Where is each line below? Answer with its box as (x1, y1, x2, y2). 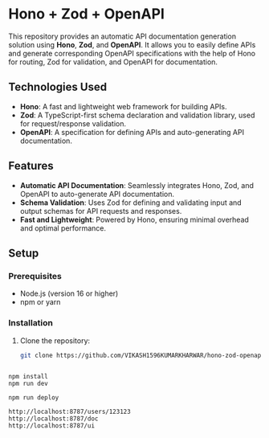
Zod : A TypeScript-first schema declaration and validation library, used (19, 110, 255, 120)
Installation (8, 317, 54, 329)
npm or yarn (19, 297, 61, 307)
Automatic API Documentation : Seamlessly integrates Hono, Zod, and (19, 180, 255, 190)
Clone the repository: (19, 335, 91, 346)
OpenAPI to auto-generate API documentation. (19, 189, 175, 199)
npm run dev (8, 379, 48, 388)
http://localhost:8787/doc (8, 415, 99, 423)
